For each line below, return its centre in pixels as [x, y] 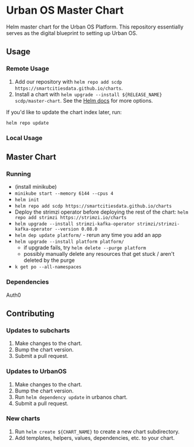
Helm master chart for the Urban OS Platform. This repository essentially [95, 27]
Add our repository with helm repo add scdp [69, 81]
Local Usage [24, 138]
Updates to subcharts [38, 330]
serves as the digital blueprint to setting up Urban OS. [72, 33]
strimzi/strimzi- [158, 224]
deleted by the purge [49, 260]
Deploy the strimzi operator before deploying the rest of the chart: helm [101, 212]
